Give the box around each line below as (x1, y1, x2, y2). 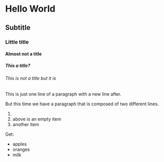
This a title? (5, 62, 31, 68)
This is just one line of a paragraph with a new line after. (5, 91, 122, 97)
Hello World (5, 3, 56, 15)
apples (12, 141, 27, 147)
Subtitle (5, 23, 31, 32)
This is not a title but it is (5, 75, 57, 82)
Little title (5, 38, 29, 46)
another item (12, 121, 39, 127)
